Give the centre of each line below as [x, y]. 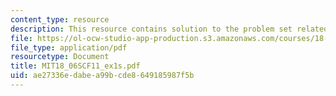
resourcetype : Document [60, 57]
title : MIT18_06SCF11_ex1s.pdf [75, 66]
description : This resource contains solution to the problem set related [169, 29]
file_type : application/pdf [69, 47]
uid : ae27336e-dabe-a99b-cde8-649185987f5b [102, 76]
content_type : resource [60, 19]
